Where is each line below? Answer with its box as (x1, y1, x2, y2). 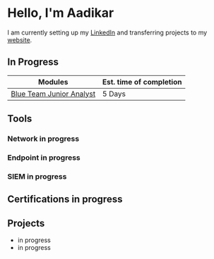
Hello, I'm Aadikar (7, 5, 114, 21)
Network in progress (7, 134, 80, 144)
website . (7, 35, 32, 44)
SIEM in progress (7, 171, 67, 181)
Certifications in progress (7, 194, 123, 206)
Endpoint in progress (7, 153, 81, 163)
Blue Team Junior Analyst (11, 89, 96, 99)
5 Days (102, 89, 126, 99)
